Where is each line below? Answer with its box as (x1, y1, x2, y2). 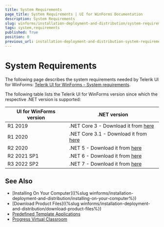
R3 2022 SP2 (7, 160, 39, 167)
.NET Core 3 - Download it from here (69, 122, 154, 129)
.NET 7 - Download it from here (69, 160, 142, 167)
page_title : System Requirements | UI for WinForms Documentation (5, 12, 143, 17)
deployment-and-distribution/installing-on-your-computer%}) (12, 195, 137, 201)
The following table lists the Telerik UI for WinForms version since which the (5, 91, 158, 97)
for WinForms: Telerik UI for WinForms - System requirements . (5, 81, 131, 87)
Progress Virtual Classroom (12, 216, 67, 222)
